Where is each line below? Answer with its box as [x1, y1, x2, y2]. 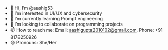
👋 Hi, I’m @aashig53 [10, 5, 53, 11]
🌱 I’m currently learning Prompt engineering [10, 16, 103, 21]
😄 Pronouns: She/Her [10, 40, 57, 45]
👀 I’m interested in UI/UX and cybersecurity [10, 10, 102, 16]
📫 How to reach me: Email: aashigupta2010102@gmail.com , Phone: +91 [10, 27, 163, 33]
